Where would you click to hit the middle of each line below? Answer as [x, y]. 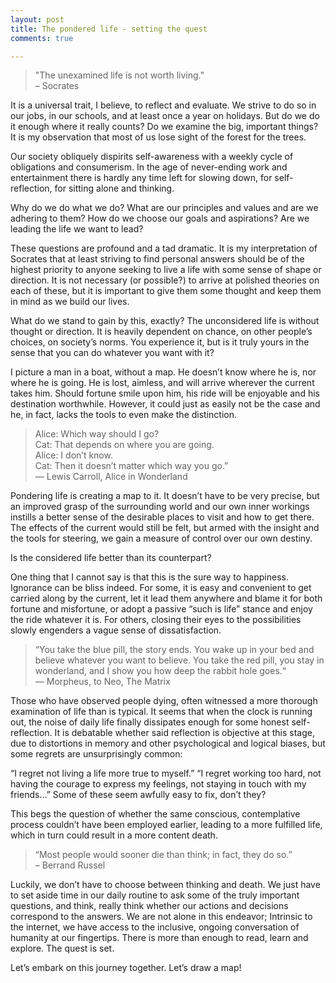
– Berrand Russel [70, 865]
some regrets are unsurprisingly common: [96, 754]
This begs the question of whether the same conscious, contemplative [155, 814]
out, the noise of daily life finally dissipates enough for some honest [150, 722]
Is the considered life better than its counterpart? [111, 558]
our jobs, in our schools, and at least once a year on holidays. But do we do [165, 116]
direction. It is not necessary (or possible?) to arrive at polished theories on [165, 280]
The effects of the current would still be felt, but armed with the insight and [165, 528]
